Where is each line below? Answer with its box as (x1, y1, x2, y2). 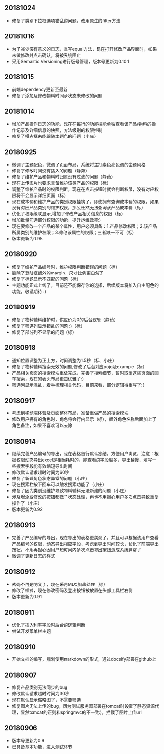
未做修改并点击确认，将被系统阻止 (11, 52, 81, 58)
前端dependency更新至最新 (11, 86, 68, 93)
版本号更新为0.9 (11, 738, 45, 743)
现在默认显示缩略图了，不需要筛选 (11, 697, 81, 703)
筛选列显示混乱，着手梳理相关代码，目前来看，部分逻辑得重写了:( (11, 382, 144, 388)
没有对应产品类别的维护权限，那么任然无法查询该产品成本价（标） (11, 205, 146, 211)
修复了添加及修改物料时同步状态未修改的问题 (11, 93, 103, 99)
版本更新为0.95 (11, 236, 43, 241)
